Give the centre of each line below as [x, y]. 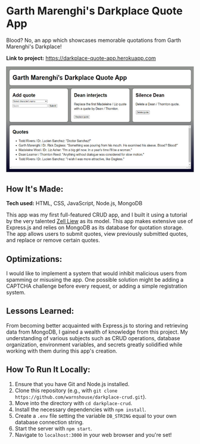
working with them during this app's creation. [62, 351]
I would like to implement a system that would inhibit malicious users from [97, 273]
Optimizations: [34, 259]
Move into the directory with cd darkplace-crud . [74, 403]
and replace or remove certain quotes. [53, 240]
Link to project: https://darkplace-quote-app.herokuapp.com [81, 58]
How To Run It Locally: [48, 370]
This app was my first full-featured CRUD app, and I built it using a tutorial [97, 215]
